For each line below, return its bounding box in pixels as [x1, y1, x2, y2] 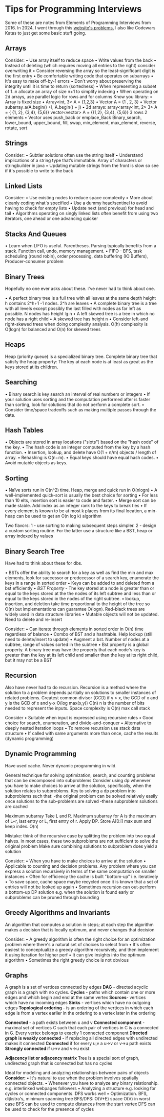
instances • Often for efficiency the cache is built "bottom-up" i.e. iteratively [5, 873, 159, 879]
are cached [5, 803, 28, 809]
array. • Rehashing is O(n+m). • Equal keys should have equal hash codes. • [5, 454, 159, 461]
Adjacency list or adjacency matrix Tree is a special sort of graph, [5, 1055, 140, 1061]
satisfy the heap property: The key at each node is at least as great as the [5, 358, 154, 364]
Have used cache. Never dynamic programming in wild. [5, 762, 117, 768]
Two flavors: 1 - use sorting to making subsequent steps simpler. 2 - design [5, 523, 157, 528]
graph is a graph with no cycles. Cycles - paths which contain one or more [5, 989, 156, 995]
